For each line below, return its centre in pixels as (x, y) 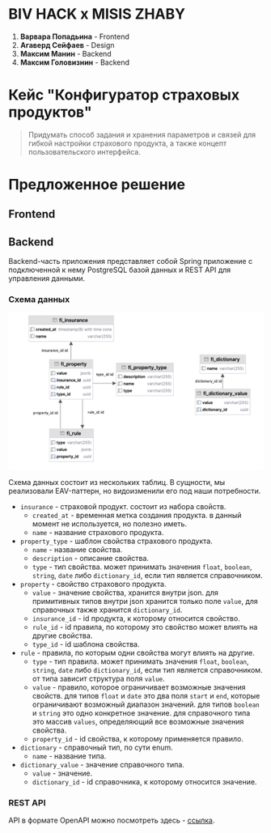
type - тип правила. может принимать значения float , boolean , (140, 661)
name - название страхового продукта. (98, 532)
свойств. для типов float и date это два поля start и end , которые (146, 695)
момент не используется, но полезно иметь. (110, 524)
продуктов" (50, 112)
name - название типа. (69, 756)
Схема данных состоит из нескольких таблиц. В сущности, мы (117, 482)
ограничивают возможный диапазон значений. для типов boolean (146, 704)
